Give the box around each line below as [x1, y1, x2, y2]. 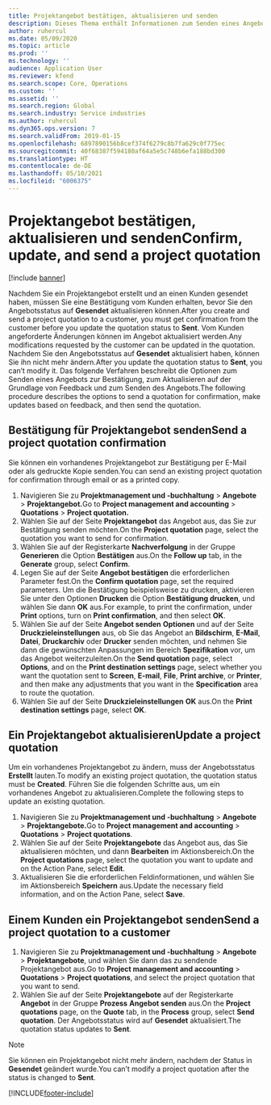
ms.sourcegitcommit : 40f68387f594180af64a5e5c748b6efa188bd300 [8, 147, 226, 155]
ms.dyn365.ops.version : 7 [8, 124, 95, 132]
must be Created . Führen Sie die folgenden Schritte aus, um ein [8, 779, 220, 789]
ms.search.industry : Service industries [8, 110, 147, 118]
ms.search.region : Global [8, 102, 95, 110]
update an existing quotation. [8, 796, 106, 806]
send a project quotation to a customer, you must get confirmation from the [8, 314, 259, 324]
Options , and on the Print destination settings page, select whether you [19, 662, 262, 671]
